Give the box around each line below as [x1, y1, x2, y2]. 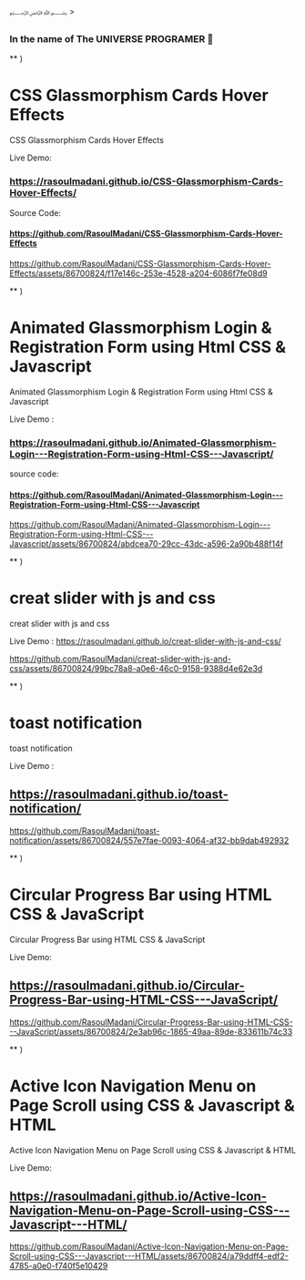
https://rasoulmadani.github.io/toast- [9, 787, 229, 803]
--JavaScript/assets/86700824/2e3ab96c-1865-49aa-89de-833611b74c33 [9, 1026, 293, 1037]
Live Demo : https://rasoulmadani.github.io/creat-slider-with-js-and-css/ [9, 636, 282, 647]
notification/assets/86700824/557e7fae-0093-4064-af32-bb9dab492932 [9, 835, 290, 845]
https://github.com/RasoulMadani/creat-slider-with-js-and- [9, 653, 232, 664]
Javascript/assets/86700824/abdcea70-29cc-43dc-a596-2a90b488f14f [9, 538, 284, 549]
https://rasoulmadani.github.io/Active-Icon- [9, 1188, 267, 1203]
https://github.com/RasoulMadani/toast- [9, 824, 160, 836]
